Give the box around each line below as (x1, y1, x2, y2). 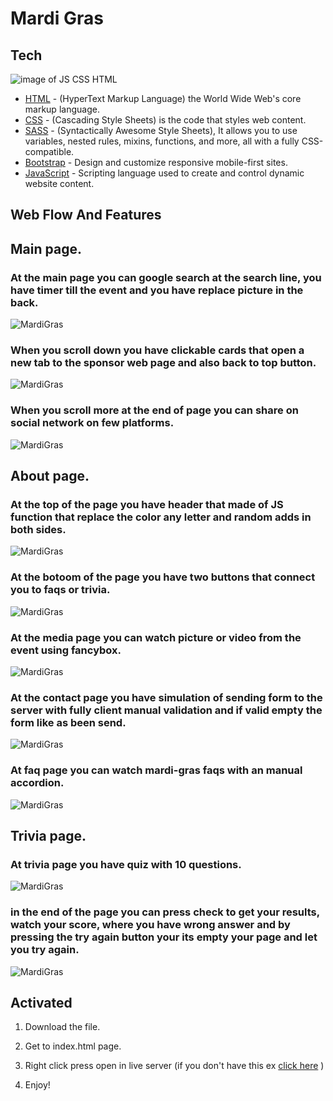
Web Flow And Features (10, 207, 162, 224)
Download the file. (24, 1021, 101, 1033)
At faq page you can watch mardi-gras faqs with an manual (10, 763, 303, 777)
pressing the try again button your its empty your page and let (10, 930, 318, 944)
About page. (10, 468, 90, 485)
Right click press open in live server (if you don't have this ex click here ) (24, 1060, 325, 1072)
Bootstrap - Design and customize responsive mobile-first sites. (24, 157, 288, 168)
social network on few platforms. (10, 416, 175, 430)
